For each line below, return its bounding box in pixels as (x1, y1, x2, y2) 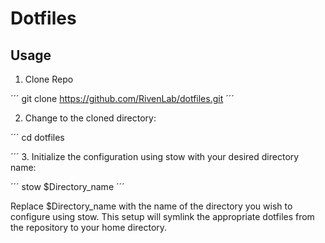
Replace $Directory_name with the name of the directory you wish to (10, 200, 293, 212)
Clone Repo (24, 73, 74, 85)
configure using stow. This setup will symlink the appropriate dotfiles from (10, 211, 315, 222)
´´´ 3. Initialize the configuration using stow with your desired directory (10, 151, 300, 162)
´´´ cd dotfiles (10, 132, 65, 143)
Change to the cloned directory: (24, 112, 157, 124)
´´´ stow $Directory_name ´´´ (10, 181, 125, 192)
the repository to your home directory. (10, 222, 168, 233)
